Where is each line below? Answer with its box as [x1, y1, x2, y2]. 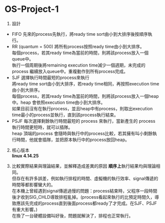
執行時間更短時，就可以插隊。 [11, 124, 73, 130]
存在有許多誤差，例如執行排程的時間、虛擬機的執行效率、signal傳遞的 [16, 175, 159, 181]
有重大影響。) [11, 206, 38, 212]
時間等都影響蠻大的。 [11, 181, 55, 187]
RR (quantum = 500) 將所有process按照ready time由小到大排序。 [11, 43, 144, 49]
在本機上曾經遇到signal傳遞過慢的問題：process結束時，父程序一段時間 [11, 188, 158, 194]
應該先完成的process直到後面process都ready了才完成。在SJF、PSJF [16, 200, 157, 206]
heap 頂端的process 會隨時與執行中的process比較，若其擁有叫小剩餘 [11, 130, 153, 136]
